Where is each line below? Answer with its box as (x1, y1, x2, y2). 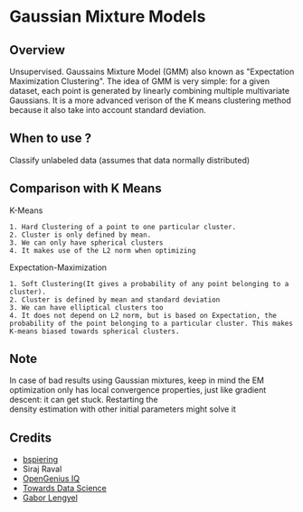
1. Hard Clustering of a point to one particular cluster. (9, 222, 237, 231)
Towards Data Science (22, 483, 107, 494)
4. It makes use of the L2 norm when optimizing (9, 246, 196, 255)
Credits (9, 430, 52, 445)
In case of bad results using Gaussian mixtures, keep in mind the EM (9, 375, 265, 386)
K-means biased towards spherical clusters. (9, 327, 180, 336)
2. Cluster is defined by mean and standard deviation (9, 295, 221, 304)
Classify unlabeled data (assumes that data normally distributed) (9, 154, 251, 165)
